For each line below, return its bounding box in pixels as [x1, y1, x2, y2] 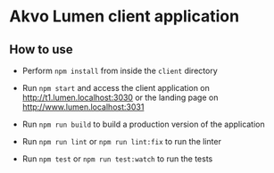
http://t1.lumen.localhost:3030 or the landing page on [21, 92, 219, 103]
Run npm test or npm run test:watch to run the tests [21, 153, 213, 164]
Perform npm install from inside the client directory [21, 65, 218, 76]
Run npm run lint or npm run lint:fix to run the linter [21, 136, 221, 146]
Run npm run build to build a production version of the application [21, 119, 265, 129]
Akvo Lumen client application [9, 6, 239, 27]
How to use [9, 42, 73, 57]
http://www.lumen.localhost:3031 [21, 102, 145, 112]
